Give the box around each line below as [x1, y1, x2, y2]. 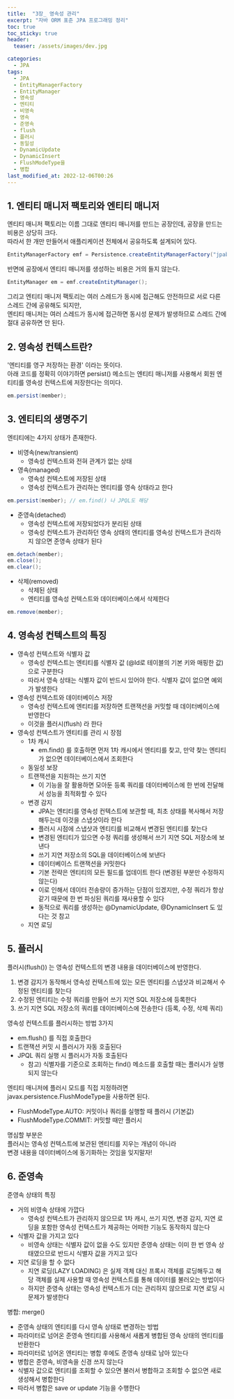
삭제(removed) [17, 577, 59, 586]
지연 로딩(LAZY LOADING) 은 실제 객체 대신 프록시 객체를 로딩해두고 [27, 1266, 214, 1275]
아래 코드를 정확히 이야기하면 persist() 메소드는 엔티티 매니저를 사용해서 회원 [7, 370, 215, 378]
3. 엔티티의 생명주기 [7, 413, 88, 425]
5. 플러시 [7, 943, 43, 955]
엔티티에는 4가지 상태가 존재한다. [7, 433, 97, 441]
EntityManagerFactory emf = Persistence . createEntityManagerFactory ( [7, 251, 214, 259]
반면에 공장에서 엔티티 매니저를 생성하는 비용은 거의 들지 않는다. [7, 265, 180, 273]
